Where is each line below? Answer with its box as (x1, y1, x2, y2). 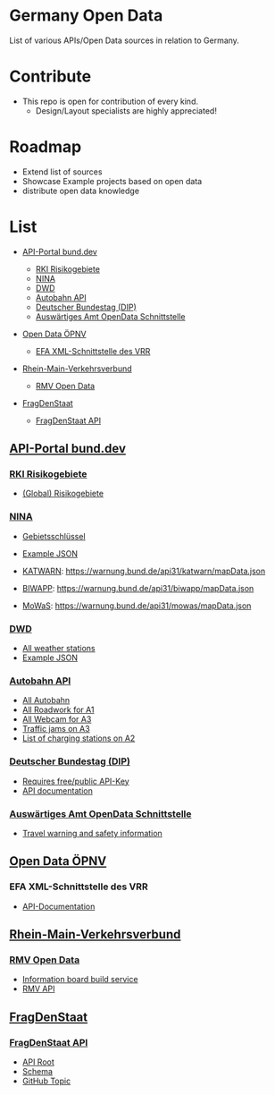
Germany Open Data (9, 5, 163, 26)
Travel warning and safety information (21, 828, 162, 838)
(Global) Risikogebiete (21, 488, 104, 499)
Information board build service (21, 974, 138, 985)
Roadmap (9, 137, 82, 157)
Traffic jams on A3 (21, 724, 91, 734)
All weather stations (21, 643, 96, 654)
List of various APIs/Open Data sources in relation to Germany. (9, 35, 239, 46)
